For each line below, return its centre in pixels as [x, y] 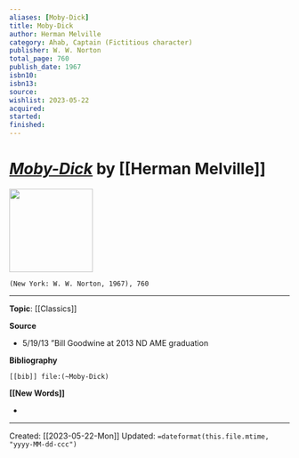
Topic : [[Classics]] [43, 309]
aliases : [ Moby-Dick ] [49, 17]
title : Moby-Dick [41, 26]
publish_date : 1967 [45, 68]
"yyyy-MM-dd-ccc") [43, 444]
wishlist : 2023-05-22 [49, 100]
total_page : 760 [39, 59]
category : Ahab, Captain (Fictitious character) [101, 42]
